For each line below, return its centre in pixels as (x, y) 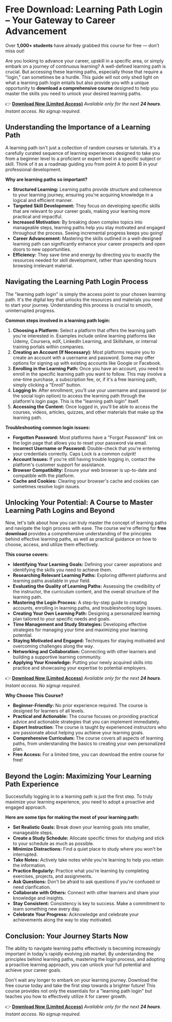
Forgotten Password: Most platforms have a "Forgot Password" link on (88, 437)
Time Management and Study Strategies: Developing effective (80, 625)
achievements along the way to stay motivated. (62, 920)
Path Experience (32, 784)
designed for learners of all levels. (49, 711)
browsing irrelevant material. (43, 266)
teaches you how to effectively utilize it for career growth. (66, 996)
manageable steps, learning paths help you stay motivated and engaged (89, 227)
